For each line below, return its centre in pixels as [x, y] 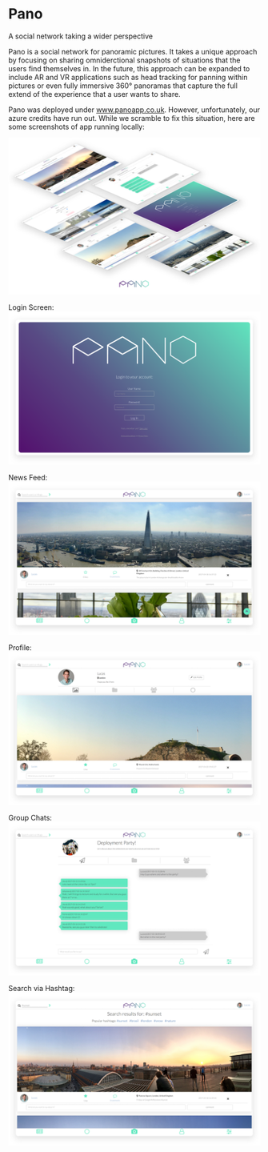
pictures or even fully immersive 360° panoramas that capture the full [123, 86]
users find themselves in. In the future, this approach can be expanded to [129, 68]
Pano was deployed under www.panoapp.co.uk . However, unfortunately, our [134, 110]
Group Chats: [30, 818]
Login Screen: [31, 307]
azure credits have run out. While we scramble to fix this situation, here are [132, 118]
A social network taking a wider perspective [81, 36]
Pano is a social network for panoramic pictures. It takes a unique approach [133, 51]
